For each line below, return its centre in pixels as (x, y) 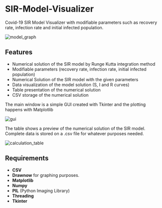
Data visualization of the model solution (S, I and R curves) (71, 85)
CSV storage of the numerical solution (50, 95)
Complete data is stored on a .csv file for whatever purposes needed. (75, 133)
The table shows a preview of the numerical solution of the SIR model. (75, 128)
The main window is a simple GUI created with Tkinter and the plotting (75, 104)
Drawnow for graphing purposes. (45, 175)
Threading (23, 196)
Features (19, 52)
